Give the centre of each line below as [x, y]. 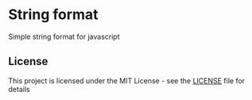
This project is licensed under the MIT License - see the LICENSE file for [126, 80]
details [19, 89]
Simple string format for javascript [64, 37]
